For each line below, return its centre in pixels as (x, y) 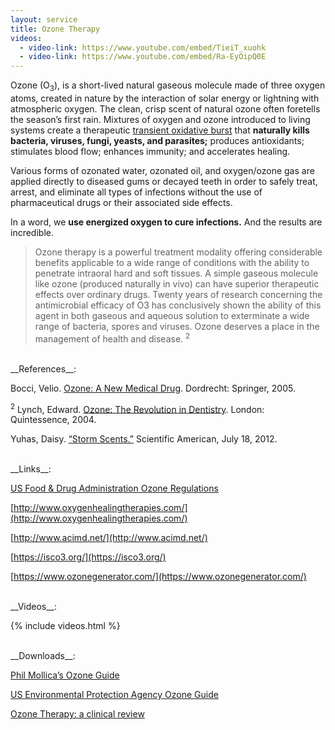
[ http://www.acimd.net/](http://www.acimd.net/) (109, 538)
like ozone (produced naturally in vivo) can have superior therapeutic (177, 283)
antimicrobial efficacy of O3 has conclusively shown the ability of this (178, 305)
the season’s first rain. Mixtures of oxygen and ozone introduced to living (160, 119)
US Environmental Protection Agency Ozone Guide (114, 695)
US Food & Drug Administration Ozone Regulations (114, 488)
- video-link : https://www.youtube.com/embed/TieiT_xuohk (143, 47)
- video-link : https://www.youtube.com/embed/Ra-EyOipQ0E (143, 57)
